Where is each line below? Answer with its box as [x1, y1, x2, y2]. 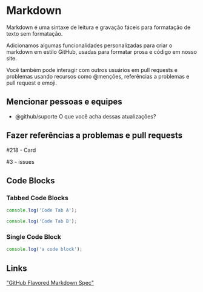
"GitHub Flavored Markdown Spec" [6, 279, 94, 286]
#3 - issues [6, 158, 35, 165]
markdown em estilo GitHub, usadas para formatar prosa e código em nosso [6, 48, 197, 55]
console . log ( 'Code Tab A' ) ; [6, 207, 78, 213]
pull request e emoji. [6, 79, 58, 86]
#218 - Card [6, 146, 36, 154]
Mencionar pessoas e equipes [6, 97, 122, 107]
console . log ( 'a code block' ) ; [6, 246, 83, 253]
